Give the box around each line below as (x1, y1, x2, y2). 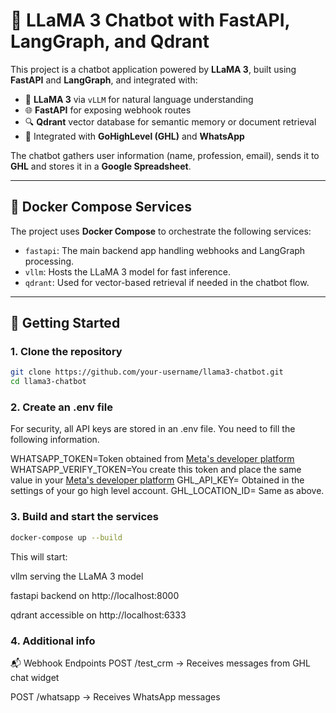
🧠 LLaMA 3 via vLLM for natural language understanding (24, 93, 254, 105)
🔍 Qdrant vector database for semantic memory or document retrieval (24, 115, 317, 128)
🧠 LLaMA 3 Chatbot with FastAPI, (10, 9, 291, 32)
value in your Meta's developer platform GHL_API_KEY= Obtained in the (10, 474, 305, 486)
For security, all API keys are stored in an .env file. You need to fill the (10, 423, 296, 435)
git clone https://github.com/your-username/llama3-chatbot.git (10, 367, 284, 378)
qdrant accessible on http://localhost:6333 (10, 609, 187, 621)
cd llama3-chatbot (10, 377, 87, 387)
